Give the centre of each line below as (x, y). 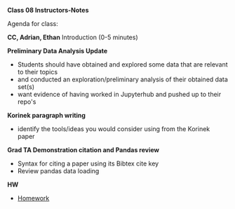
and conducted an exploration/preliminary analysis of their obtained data (122, 79)
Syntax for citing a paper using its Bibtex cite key (88, 163)
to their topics (38, 72)
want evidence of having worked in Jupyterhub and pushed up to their (119, 94)
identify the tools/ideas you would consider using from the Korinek (114, 129)
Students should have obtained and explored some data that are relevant (122, 65)
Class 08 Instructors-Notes (48, 10)
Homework (33, 198)
